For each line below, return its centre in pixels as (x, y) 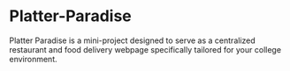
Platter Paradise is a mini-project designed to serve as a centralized (133, 40)
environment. (33, 59)
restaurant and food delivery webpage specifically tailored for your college (145, 49)
